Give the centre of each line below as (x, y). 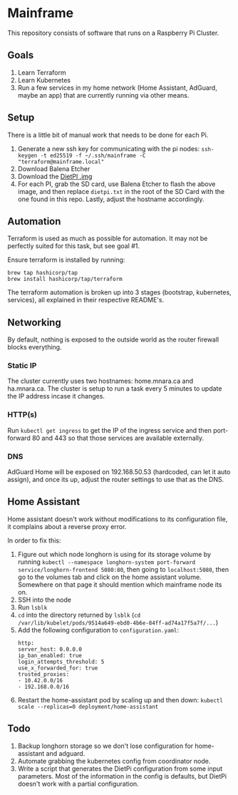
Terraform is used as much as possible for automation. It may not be (108, 238)
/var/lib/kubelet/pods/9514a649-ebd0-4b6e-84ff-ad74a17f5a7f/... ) (118, 622)
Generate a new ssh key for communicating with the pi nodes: (109, 148)
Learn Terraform (42, 72)
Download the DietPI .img (55, 176)
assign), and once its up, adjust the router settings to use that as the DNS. (116, 480)
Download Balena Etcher (54, 168)
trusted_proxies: (43, 674)
